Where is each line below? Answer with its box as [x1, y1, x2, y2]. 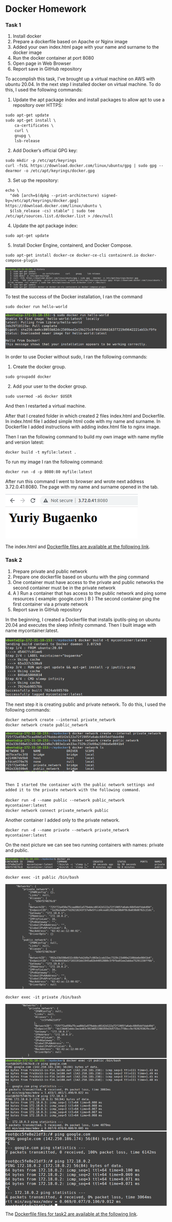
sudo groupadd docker [5, 374, 52, 379]
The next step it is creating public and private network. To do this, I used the [5, 701, 166, 707]
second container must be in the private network [12, 585, 116, 591]
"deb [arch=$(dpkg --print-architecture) [10, 193, 100, 198]
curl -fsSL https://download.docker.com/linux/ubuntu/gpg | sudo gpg [5, 163, 157, 169]
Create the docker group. [12, 363, 67, 370]
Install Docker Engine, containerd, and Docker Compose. [12, 242, 133, 248]
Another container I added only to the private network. [5, 817, 120, 823]
